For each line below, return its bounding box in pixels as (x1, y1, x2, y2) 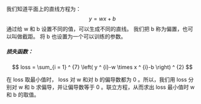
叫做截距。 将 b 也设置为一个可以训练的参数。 (11, 33, 127, 40)
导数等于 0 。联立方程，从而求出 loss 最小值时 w (72, 83, 195, 91)
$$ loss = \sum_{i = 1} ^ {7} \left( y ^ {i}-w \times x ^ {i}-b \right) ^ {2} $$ (12, 63, 193, 71)
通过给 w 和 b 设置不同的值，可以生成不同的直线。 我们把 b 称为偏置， (6, 25, 183, 32)
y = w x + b (88, 15, 116, 22)
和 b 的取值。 (6, 91, 40, 98)
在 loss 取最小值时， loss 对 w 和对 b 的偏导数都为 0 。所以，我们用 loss (6, 76, 187, 83)
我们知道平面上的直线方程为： (6, 5, 81, 12)
